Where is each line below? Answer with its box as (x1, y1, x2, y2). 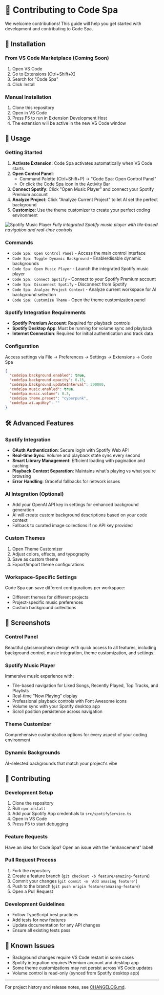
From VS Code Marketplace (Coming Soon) (5, 55, 109, 62)
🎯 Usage (5, 134, 31, 143)
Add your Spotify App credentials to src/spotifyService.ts (12, 811, 132, 817)
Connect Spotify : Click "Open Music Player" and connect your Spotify (12, 186, 154, 192)
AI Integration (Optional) (5, 490, 64, 497)
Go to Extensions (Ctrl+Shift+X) (12, 71, 76, 77)
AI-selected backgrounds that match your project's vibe (5, 760, 118, 766)
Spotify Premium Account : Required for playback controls (12, 320, 130, 326)
